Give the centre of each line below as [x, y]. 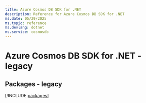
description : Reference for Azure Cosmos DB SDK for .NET [65, 14]
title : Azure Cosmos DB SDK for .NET [43, 9]
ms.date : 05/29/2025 [26, 18]
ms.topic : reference [26, 23]
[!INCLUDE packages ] [27, 96]
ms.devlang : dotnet [25, 28]
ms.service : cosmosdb [27, 32]
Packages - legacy [33, 84]
